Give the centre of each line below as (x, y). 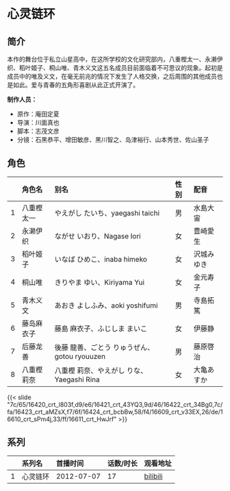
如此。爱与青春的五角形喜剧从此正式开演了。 (76, 85)
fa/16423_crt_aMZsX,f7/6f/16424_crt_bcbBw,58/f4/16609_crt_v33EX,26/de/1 (115, 412)
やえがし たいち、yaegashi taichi (107, 213)
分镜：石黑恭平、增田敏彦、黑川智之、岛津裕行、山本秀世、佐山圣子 (113, 140)
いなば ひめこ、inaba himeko (101, 259)
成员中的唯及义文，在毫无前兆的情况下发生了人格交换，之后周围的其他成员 (112, 76)
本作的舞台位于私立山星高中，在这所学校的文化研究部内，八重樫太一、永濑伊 (115, 59)
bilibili (153, 476)
